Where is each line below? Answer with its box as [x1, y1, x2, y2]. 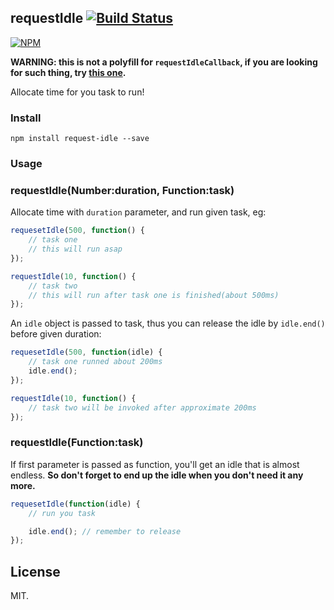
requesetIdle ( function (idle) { [10, 499, 141, 509]
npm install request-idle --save [10, 134, 150, 144]
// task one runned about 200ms [28, 357, 163, 367]
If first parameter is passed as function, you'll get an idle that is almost [10, 458, 300, 470]
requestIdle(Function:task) [10, 436, 144, 450]
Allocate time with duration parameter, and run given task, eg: [10, 206, 267, 218]
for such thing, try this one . [10, 66, 127, 78]
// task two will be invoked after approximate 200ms [28, 402, 257, 413]
